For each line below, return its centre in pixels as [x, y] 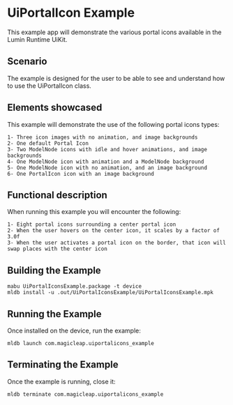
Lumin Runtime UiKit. [37, 39]
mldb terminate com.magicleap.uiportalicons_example [85, 394]
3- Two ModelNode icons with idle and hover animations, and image [107, 149]
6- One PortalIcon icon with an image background [81, 174]
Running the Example [55, 314]
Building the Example [54, 270]
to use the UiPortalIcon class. [50, 86]
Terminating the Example [63, 365]
